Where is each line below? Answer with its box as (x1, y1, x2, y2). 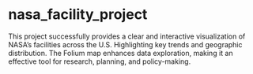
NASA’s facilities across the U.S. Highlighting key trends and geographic (8, 39, 243, 49)
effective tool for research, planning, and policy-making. (8, 57, 191, 66)
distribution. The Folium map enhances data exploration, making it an (8, 48, 233, 57)
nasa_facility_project (8, 6, 148, 24)
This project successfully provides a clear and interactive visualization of (8, 31, 246, 41)
